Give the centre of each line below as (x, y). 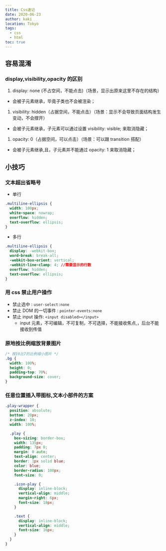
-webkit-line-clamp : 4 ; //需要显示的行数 (50, 265)
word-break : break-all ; (34, 256)
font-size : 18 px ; (36, 503)
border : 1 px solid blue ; (40, 461)
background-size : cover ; (35, 377)
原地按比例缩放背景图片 (33, 343)
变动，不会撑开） (30, 118)
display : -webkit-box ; (33, 251)
